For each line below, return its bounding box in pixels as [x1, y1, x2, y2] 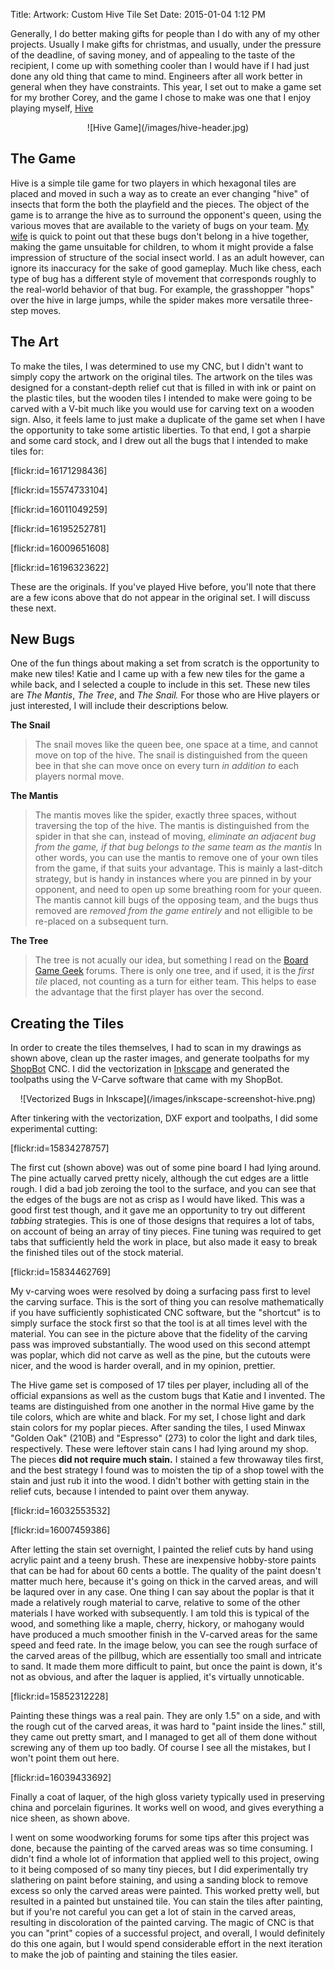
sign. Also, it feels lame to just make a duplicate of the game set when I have [10, 413, 326, 425]
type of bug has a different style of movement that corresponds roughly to [10, 272, 317, 284]
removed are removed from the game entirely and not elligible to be [34, 905, 313, 917]
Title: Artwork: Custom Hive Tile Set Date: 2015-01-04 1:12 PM [10, 9, 266, 20]
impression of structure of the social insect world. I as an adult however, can [10, 251, 325, 263]
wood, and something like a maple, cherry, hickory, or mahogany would [10, 1618, 305, 1630]
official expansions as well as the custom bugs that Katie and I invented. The [10, 1390, 326, 1402]
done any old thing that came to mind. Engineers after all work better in [10, 70, 303, 82]
